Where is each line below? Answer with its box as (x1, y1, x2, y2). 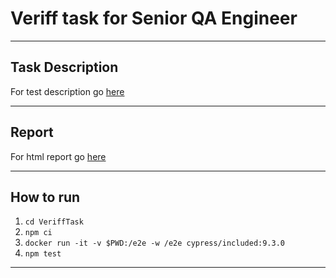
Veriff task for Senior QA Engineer (10, 7, 298, 30)
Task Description (10, 59, 119, 76)
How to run (10, 188, 81, 206)
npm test (24, 249, 62, 259)
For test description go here (10, 85, 125, 97)
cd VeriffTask (24, 217, 84, 227)
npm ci (24, 228, 53, 238)
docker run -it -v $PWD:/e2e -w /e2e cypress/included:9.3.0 (24, 238, 286, 249)
